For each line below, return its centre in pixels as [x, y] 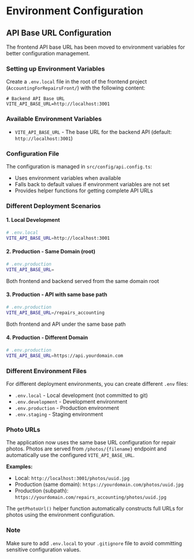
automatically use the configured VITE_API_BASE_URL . [71, 455]
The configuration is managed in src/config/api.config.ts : [79, 166]
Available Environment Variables [54, 119]
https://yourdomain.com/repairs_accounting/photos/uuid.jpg [90, 498]
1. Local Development [33, 220]
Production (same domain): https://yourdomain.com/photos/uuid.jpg [99, 484]
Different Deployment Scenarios [53, 206]
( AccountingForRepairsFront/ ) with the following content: [76, 88]
